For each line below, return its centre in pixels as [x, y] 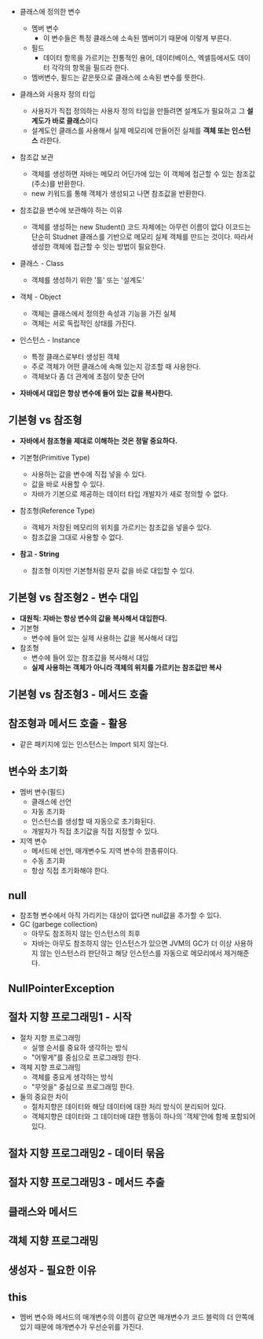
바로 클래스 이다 [75, 121]
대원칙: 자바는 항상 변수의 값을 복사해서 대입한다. [93, 618]
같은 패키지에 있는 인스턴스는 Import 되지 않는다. [94, 744]
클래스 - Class [42, 263]
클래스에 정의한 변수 [50, 11]
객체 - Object [40, 297]
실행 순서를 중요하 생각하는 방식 [79, 1047]
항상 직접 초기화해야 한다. [70, 870]
